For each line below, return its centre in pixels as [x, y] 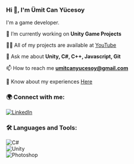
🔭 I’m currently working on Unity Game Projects [64, 34]
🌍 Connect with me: [36, 97]
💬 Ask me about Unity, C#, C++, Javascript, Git [64, 57]
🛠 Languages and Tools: [42, 127]
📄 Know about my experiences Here [49, 82]
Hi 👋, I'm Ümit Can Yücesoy [45, 10]
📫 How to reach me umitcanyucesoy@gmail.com [67, 68]
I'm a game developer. [33, 23]
